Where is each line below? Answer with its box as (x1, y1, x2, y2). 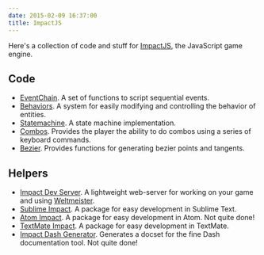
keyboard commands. (19, 135, 91, 145)
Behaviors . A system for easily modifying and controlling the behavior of (19, 101, 256, 111)
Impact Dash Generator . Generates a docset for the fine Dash (19, 230, 220, 239)
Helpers (8, 166, 48, 180)
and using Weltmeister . (19, 196, 95, 206)
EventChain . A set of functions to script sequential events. (19, 93, 210, 103)
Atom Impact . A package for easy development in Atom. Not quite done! (19, 213, 255, 223)
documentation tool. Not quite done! (19, 238, 139, 248)
